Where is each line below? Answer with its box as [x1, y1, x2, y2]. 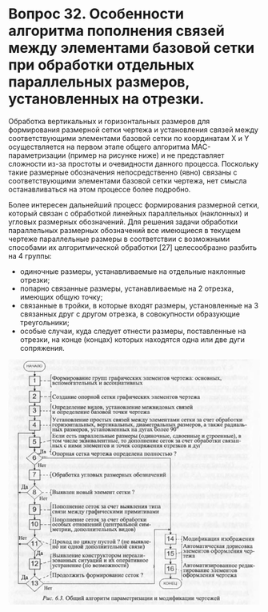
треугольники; [19, 317, 70, 327]
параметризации [8, 150, 66, 160]
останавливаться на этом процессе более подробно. [8, 184, 191, 194]
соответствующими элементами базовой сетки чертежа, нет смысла [8, 175, 247, 185]
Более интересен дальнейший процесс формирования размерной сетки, [8, 199, 260, 209]
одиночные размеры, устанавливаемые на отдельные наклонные [19, 266, 246, 276]
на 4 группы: [8, 251, 52, 260]
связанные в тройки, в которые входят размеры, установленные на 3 [19, 300, 258, 310]
